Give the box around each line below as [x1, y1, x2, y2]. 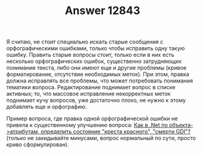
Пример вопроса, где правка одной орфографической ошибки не [6, 115, 178, 122]
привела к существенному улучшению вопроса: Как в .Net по [6, 122, 168, 129]
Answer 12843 [65, 4, 140, 18]
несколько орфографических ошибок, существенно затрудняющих [6, 57, 182, 65]
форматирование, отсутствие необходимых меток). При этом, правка [6, 71, 189, 78]
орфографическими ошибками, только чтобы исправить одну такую [6, 45, 185, 52]
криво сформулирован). [6, 141, 69, 148]
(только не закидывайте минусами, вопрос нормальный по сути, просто [6, 134, 197, 142]
